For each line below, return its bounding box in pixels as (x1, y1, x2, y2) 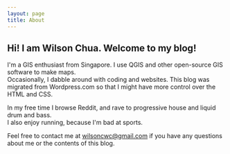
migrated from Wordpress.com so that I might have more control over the (7, 83, 216, 91)
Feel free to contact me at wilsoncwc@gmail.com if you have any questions (7, 132, 223, 140)
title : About (7, 17, 45, 24)
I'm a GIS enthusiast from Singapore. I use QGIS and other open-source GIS (7, 60, 224, 69)
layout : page (7, 10, 45, 17)
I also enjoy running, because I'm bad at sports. (7, 119, 143, 127)
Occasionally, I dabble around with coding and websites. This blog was (7, 76, 210, 84)
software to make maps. (7, 68, 76, 76)
